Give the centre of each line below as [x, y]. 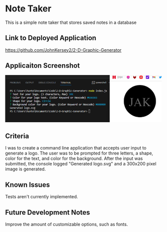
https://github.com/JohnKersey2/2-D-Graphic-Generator [63, 50]
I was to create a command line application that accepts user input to [76, 148]
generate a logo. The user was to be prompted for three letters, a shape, [79, 153]
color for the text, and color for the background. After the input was [74, 158]
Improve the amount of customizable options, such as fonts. [67, 225]
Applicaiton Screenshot [43, 66]
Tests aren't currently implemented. [42, 197]
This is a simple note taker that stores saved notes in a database [71, 22]
